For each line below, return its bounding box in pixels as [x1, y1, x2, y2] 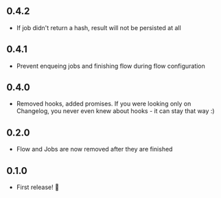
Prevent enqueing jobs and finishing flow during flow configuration [16, 62, 205, 70]
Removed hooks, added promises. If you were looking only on [16, 99, 191, 108]
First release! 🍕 [16, 183, 60, 191]
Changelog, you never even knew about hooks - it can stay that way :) [16, 107, 215, 115]
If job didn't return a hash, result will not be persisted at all [16, 23, 181, 32]
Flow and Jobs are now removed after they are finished [16, 145, 173, 153]
